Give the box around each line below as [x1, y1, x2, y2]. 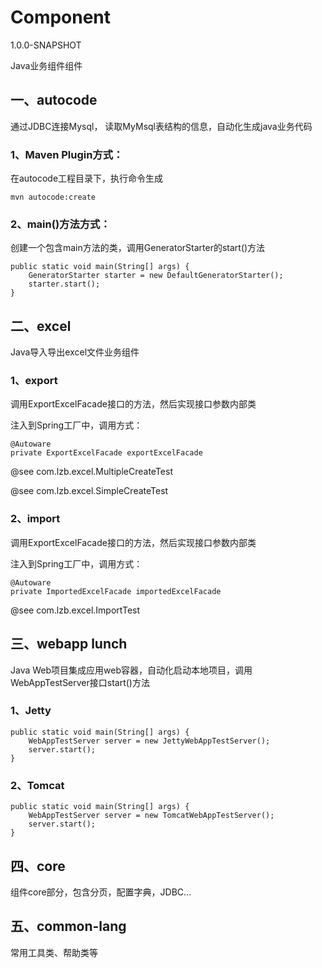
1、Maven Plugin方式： [10, 147, 124, 161]
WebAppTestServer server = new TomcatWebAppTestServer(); [28, 811, 275, 821]
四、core [10, 857, 66, 875]
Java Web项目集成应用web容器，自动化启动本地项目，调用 [10, 664, 253, 676]
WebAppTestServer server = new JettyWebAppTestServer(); [28, 736, 271, 746]
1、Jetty [10, 704, 52, 718]
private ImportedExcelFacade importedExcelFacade [10, 586, 222, 596]
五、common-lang [10, 918, 127, 935]
